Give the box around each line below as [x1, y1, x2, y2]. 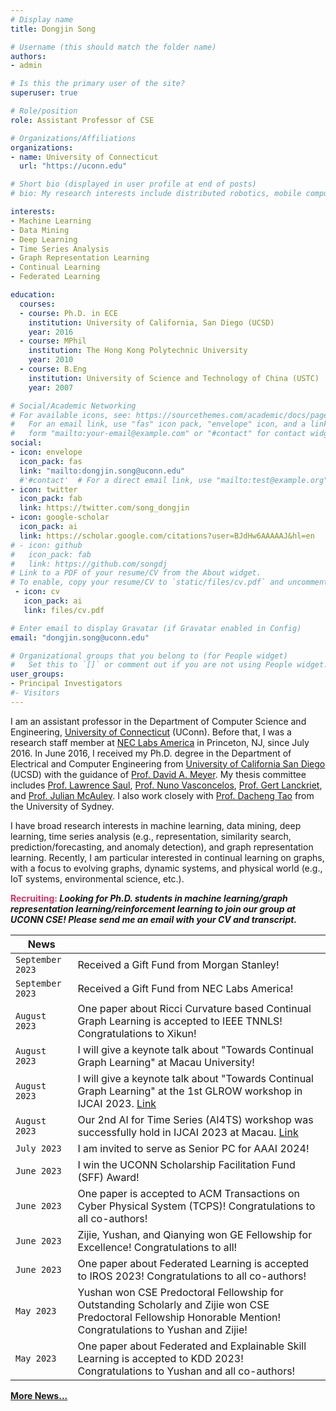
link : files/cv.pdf [23, 605, 105, 615]
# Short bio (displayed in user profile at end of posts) [10, 179, 257, 190]
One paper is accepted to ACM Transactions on [77, 1186, 300, 1200]
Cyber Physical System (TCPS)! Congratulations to [77, 1199, 316, 1213]
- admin [10, 61, 43, 71]
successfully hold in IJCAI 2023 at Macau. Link [77, 1125, 299, 1139]
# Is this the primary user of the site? [10, 79, 186, 89]
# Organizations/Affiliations [10, 133, 137, 143]
